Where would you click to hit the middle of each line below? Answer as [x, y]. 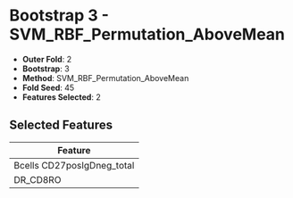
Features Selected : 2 [61, 97]
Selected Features [61, 125]
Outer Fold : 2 [47, 59]
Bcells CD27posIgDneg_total [74, 165]
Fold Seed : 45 [48, 87]
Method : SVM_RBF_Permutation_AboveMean [105, 78]
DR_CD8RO [38, 179]
